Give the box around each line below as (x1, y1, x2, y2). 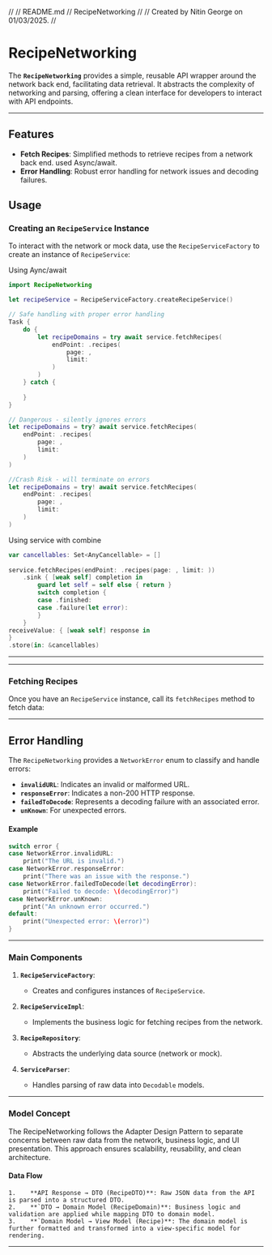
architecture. (8, 1152, 51, 1162)
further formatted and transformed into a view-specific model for (8, 1224, 241, 1232)
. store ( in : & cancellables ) (8, 641, 100, 649)
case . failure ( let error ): (37, 603, 129, 611)
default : (8, 910, 38, 919)
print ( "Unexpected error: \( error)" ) (23, 918, 151, 926)
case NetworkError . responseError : (8, 865, 125, 873)
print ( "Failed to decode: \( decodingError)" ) (23, 887, 180, 895)
